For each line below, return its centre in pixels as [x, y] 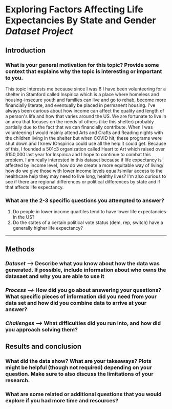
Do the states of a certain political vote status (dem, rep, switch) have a [88, 222]
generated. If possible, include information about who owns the [86, 270]
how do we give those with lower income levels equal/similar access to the [84, 171]
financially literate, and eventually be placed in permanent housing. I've [80, 105]
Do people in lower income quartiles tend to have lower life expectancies [89, 212]
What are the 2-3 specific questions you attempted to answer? [85, 200]
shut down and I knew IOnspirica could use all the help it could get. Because [86, 143]
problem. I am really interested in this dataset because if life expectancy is [84, 160]
